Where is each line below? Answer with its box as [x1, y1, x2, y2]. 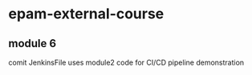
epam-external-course [8, 5, 165, 23]
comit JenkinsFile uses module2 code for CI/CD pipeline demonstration [8, 57, 245, 67]
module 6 [8, 37, 57, 50]
